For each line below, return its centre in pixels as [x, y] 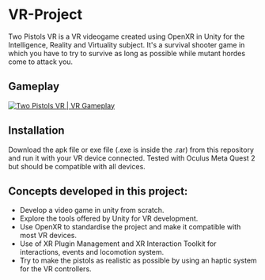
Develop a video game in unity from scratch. [92, 210]
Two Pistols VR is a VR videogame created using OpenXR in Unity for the [127, 36]
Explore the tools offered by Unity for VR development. [109, 218]
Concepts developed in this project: [98, 191]
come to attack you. [41, 62]
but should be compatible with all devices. [77, 166]
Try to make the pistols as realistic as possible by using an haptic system [138, 261]
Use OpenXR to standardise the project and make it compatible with [130, 227]
